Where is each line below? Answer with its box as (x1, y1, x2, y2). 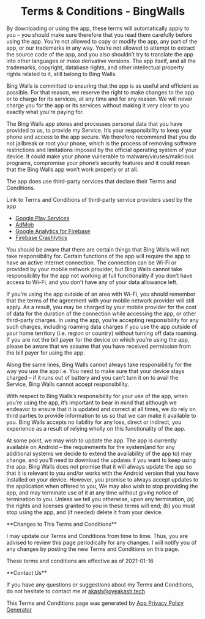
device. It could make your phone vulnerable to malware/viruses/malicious (6, 152, 194, 160)
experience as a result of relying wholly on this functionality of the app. (6, 425, 185, 432)
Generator (6, 606, 32, 613)
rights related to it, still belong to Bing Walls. (6, 70, 117, 77)
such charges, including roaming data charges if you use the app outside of (6, 323, 197, 330)
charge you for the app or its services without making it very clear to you (6, 101, 190, 109)
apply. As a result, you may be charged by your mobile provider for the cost (6, 303, 197, 310)
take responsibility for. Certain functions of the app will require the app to (6, 252, 191, 260)
